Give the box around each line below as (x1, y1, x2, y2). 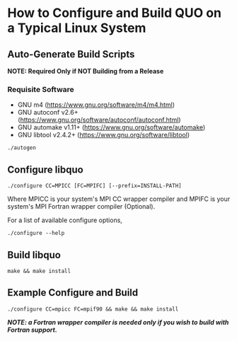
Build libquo (7, 249, 62, 261)
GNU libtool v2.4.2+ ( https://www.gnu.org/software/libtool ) (17, 131, 190, 139)
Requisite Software (7, 84, 74, 94)
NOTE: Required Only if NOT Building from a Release (7, 67, 164, 75)
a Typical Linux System (7, 20, 146, 36)
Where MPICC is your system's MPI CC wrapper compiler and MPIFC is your (7, 195, 231, 203)
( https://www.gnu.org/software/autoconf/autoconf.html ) (17, 115, 182, 125)
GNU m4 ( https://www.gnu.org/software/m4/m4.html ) (17, 100, 175, 109)
